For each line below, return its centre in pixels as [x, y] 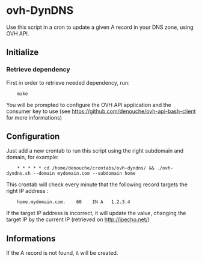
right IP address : [27, 191]
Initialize [23, 53]
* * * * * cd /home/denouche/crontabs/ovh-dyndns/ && [86, 168]
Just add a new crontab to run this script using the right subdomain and [95, 151]
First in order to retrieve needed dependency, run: [68, 82]
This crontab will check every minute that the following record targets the [97, 184]
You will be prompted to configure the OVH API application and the [89, 105]
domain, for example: [32, 157]
